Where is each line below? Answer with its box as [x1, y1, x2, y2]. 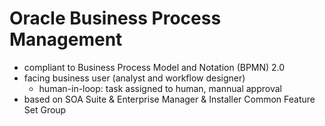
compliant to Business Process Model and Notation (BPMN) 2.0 [23, 61, 286, 73]
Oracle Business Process [9, 7, 222, 30]
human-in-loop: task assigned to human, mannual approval [38, 82, 282, 94]
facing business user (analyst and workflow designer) [23, 72, 246, 84]
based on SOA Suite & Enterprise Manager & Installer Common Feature [23, 93, 316, 105]
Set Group [23, 103, 67, 116]
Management [9, 28, 123, 51]
